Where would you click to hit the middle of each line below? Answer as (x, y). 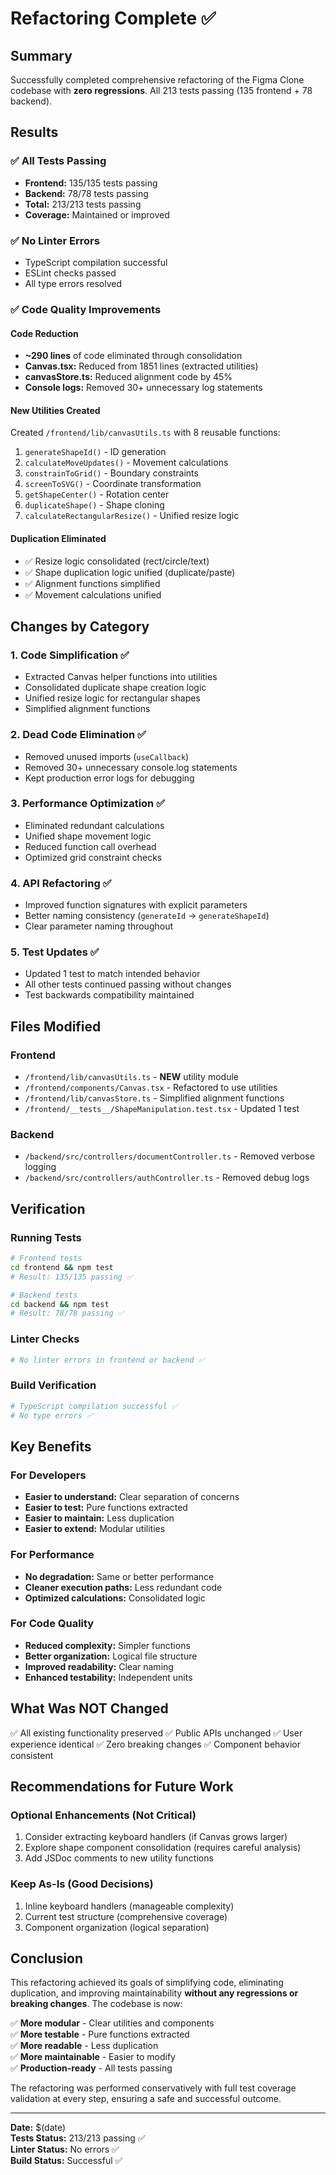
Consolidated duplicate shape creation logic (115, 688)
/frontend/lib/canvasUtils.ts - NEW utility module (131, 1077)
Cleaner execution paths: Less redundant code (123, 1587)
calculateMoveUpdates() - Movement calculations (126, 463)
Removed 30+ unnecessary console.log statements (131, 767)
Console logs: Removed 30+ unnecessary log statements (143, 388)
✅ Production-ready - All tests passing (91, 2068)
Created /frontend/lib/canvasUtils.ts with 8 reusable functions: (145, 433)
